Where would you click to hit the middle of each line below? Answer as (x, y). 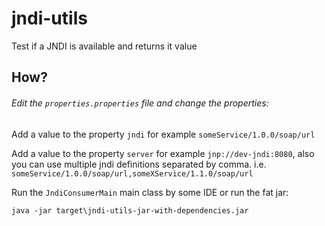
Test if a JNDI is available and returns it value (104, 46)
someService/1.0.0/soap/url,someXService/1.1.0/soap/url (132, 173)
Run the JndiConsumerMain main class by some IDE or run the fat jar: (150, 192)
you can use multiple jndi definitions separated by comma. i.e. (139, 164)
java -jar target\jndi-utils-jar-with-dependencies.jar (130, 210)
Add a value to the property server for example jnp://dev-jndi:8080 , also (163, 153)
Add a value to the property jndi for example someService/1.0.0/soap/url (163, 134)
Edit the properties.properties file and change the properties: (140, 103)
